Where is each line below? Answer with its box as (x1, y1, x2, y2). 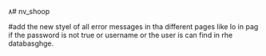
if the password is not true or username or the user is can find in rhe (8, 31, 233, 39)
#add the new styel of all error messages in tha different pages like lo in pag (8, 22, 259, 31)
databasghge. (8, 39, 54, 48)
